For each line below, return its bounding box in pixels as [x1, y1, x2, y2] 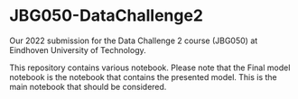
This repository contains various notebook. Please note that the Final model [9, 62, 291, 73]
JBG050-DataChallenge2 [9, 5, 203, 26]
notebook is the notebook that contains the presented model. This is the [9, 71, 277, 82]
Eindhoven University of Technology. [9, 44, 146, 55]
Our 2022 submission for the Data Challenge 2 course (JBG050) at [9, 35, 258, 46]
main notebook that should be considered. [9, 81, 167, 92]
